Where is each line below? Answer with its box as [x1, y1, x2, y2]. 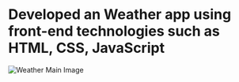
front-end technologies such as [8, 22, 220, 40]
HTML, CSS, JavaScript [8, 39, 165, 57]
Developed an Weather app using [8, 6, 232, 24]
